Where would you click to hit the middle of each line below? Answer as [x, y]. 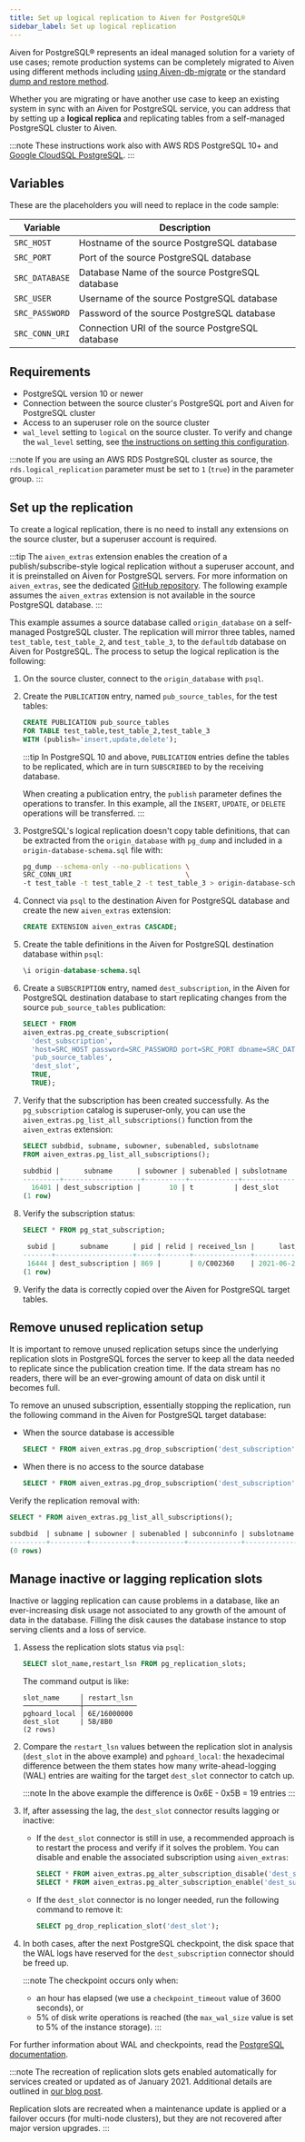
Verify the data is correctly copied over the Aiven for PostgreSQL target [156, 1289]
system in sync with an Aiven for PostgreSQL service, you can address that [150, 108]
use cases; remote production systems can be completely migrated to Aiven [152, 62]
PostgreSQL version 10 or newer [83, 394]
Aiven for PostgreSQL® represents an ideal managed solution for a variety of [152, 52]
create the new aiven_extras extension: [97, 910]
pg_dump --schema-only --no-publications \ [106, 867]
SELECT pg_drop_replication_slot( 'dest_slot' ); [128, 1927]
